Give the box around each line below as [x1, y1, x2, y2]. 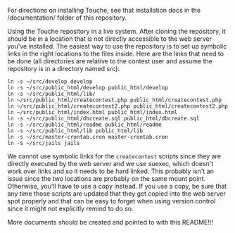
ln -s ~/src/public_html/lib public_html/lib [7, 127, 143, 134]
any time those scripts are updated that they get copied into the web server [7, 189, 227, 198]
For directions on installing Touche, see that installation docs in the [7, 6, 201, 14]
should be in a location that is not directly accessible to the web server [7, 34, 212, 43]
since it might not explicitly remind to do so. [7, 204, 134, 213]
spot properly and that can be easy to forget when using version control [7, 197, 216, 205]
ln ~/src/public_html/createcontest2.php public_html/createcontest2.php [7, 103, 229, 110]
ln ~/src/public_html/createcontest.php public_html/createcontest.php [7, 96, 222, 103]
